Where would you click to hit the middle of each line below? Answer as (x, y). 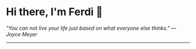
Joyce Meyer (22, 34)
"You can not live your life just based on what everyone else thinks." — (91, 28)
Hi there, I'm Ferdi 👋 (55, 12)
